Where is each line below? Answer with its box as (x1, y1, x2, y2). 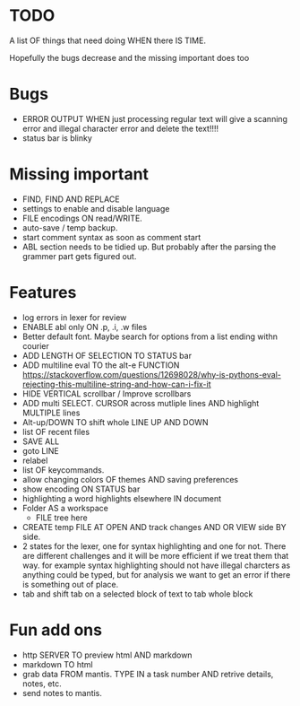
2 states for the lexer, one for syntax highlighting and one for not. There (21, 540, 287, 552)
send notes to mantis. (21, 687, 103, 698)
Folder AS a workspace (21, 502, 109, 513)
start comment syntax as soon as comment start (21, 231, 201, 242)
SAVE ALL (21, 436, 60, 447)
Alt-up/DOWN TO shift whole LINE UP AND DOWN (21, 416, 209, 427)
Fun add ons (9, 620, 103, 640)
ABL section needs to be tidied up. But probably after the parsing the (21, 241, 277, 252)
